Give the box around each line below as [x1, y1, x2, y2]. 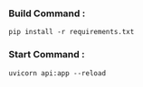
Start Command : [8, 48, 85, 61]
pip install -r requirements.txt [8, 28, 135, 37]
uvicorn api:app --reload [8, 68, 106, 78]
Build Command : [8, 7, 86, 20]
